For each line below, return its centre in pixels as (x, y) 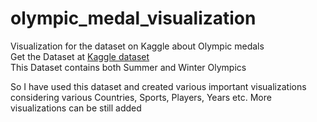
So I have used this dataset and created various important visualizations (158, 86)
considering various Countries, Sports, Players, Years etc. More (141, 97)
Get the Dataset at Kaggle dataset (80, 56)
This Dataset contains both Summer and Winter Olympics (128, 67)
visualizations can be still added (76, 108)
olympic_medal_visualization (133, 18)
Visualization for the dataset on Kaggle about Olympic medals (137, 46)
